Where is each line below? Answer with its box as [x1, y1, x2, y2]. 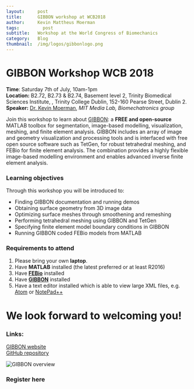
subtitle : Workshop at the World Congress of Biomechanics [6, 30, 158, 36]
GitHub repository [6, 349, 49, 356]
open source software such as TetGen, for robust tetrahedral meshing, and [6, 140, 186, 147]
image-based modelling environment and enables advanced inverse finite [6, 153, 183, 160]
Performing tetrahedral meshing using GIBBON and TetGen [14, 217, 157, 224]
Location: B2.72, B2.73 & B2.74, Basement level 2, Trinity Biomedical [6, 92, 172, 99]
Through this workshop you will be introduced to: [6, 187, 124, 194]
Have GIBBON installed [14, 276, 70, 283]
